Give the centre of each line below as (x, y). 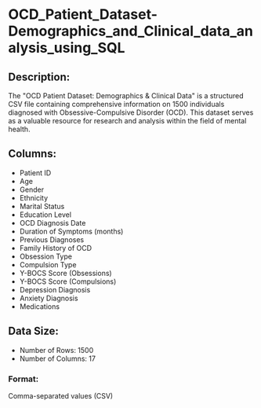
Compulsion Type (48, 264)
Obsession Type (46, 256)
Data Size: (33, 331)
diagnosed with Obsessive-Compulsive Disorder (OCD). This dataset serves (131, 112)
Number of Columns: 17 (58, 358)
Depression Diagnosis (55, 289)
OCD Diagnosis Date (53, 222)
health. (19, 129)
